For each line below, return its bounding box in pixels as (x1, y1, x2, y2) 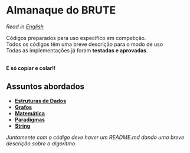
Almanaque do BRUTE (6, 4, 116, 17)
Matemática (14, 109, 45, 117)
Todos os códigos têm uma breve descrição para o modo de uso (6, 41, 163, 48)
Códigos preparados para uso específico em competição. (6, 34, 146, 41)
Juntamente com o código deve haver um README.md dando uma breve (6, 134, 185, 141)
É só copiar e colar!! (6, 64, 56, 71)
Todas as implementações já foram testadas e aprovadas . (6, 46, 148, 54)
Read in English (6, 23, 44, 30)
